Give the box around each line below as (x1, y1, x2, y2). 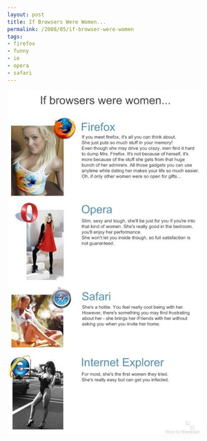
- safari (7, 69, 32, 76)
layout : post (7, 11, 45, 18)
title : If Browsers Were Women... (7, 18, 107, 26)
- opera (7, 62, 30, 69)
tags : (7, 33, 23, 40)
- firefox (7, 40, 36, 48)
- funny (7, 48, 30, 55)
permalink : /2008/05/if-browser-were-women (7, 26, 135, 32)
